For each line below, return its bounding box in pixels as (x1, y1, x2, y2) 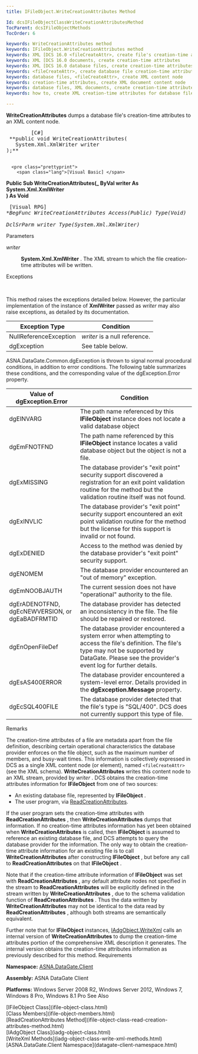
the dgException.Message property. (80, 686, 182, 694)
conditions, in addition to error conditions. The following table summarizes (6, 364, 187, 370)
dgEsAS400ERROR (9, 678, 62, 686)
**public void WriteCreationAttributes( (9, 135, 128, 142)
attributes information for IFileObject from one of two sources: (6, 781, 158, 787)
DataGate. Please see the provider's (80, 654, 180, 662)
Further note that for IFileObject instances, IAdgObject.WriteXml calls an (6, 926, 182, 934)
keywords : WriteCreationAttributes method (6, 41, 112, 47)
